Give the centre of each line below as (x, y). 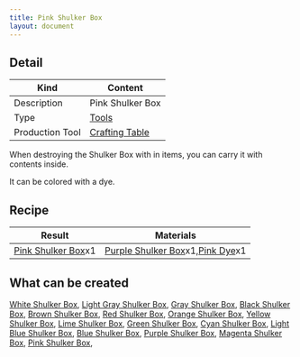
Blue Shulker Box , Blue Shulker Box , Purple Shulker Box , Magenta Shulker (145, 333)
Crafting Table (120, 133)
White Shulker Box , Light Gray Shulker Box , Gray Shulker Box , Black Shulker (150, 304)
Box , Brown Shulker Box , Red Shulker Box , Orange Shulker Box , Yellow (140, 314)
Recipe (29, 210)
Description (38, 103)
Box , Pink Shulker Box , (51, 343)
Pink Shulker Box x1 (55, 251)
